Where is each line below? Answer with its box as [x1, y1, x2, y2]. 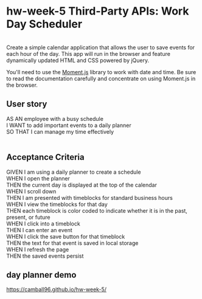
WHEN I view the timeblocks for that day [6, 201, 108, 208]
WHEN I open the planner [6, 174, 70, 182]
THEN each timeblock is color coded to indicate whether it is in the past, [6, 207, 187, 214]
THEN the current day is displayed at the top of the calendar [6, 181, 157, 188]
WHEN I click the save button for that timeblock [6, 233, 125, 240]
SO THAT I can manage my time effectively [6, 128, 114, 135]
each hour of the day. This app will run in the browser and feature [6, 50, 170, 57]
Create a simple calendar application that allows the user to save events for [6, 44, 195, 51]
